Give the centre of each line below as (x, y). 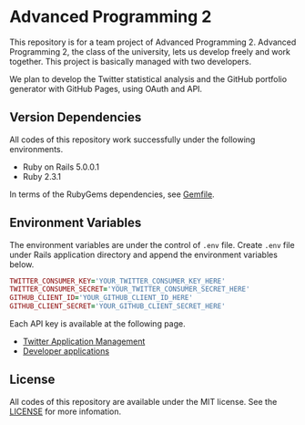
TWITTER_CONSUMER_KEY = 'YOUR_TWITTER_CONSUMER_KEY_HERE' (117, 281)
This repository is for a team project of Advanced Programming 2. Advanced (153, 42)
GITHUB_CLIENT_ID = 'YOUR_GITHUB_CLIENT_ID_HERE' (102, 298)
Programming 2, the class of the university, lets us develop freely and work (150, 51)
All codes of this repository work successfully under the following (132, 140)
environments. (36, 149)
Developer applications (66, 351)
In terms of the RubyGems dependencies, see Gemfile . (112, 194)
